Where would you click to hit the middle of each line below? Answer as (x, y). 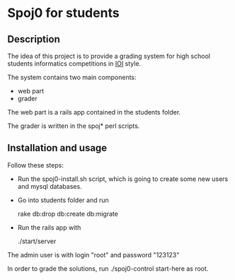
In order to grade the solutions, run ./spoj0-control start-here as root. (108, 268)
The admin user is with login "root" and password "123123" (93, 255)
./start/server (37, 241)
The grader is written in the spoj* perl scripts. (74, 126)
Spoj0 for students (63, 13)
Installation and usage (57, 148)
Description (34, 39)
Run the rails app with (49, 227)
